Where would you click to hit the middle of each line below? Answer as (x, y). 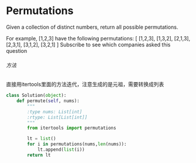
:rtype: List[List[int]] (57, 117)
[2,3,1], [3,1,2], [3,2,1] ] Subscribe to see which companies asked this (88, 45)
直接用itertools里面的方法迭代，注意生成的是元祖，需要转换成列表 (85, 84)
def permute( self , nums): (48, 101)
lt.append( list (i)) (61, 150)
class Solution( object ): (36, 96)
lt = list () (42, 139)
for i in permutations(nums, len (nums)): (77, 144)
